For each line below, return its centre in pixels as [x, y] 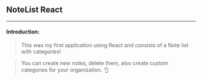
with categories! [41, 52]
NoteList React [35, 10]
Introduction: [23, 32]
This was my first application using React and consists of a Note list [105, 45]
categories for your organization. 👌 [65, 70]
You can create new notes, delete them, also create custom [94, 63]
